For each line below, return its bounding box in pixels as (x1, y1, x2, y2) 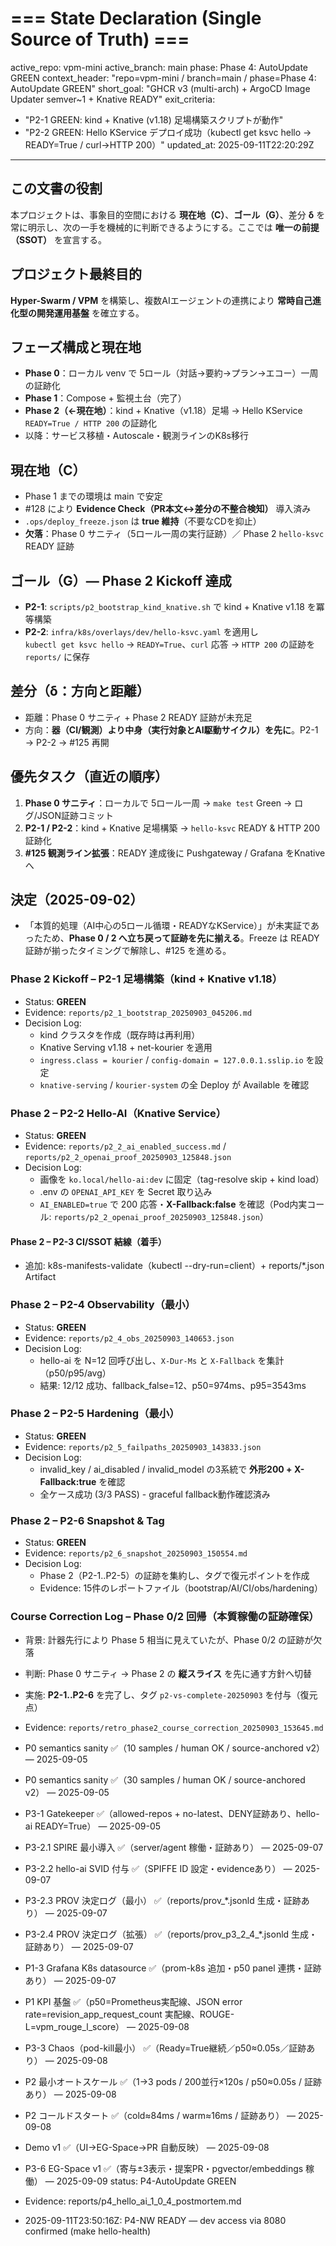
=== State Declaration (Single (10, 7, 262, 30)
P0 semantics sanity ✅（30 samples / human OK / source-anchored (24, 1774, 306, 1786)
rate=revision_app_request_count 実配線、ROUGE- (24, 2008, 235, 2021)
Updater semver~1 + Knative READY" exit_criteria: (10, 93, 216, 105)
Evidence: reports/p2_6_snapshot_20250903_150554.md (24, 1547, 248, 1559)
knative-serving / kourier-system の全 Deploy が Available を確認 (39, 1078, 310, 1091)
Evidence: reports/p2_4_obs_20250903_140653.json (24, 1332, 235, 1344)
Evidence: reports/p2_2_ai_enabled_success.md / (24, 1140, 227, 1152)
